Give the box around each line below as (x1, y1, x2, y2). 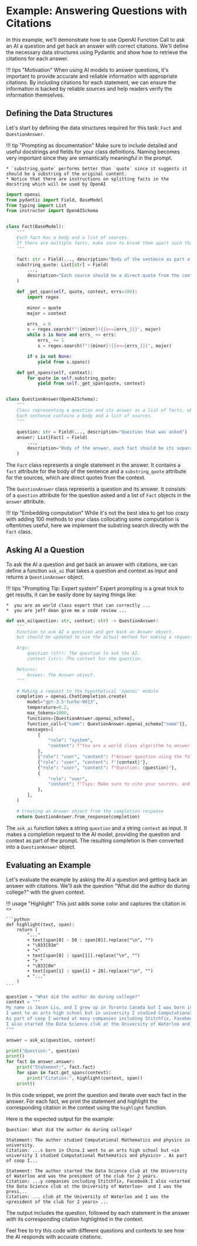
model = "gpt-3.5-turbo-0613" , (27, 699, 98, 705)
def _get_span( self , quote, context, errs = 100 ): (16, 289, 138, 295)
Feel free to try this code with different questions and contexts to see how (6, 1227, 185, 1234)
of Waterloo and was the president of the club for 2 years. (6, 1173, 159, 1179)
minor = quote (27, 305, 62, 310)
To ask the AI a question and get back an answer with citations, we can (6, 561, 178, 568)
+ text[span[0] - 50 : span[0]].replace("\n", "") (27, 937, 154, 943)
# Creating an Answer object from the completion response (16, 808, 164, 814)
